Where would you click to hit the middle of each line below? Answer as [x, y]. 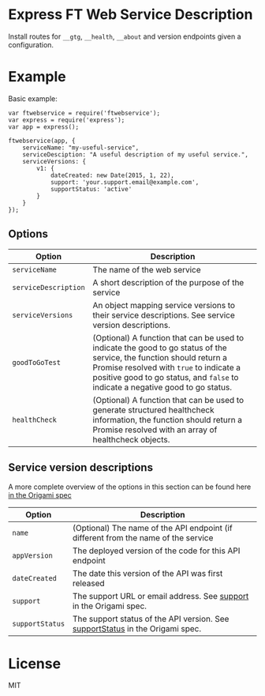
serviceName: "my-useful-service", [81, 148]
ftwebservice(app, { [42, 141]
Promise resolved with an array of [155, 430]
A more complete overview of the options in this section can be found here [130, 487]
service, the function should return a [160, 357]
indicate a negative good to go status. [162, 387]
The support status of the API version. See [151, 619]
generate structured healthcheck [153, 410]
